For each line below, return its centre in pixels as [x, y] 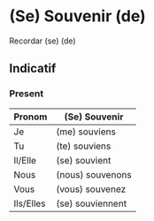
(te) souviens [84, 146]
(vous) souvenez [91, 189]
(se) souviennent [91, 203]
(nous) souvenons [94, 174]
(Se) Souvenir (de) [77, 16]
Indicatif [33, 69]
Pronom [31, 117]
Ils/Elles [30, 203]
